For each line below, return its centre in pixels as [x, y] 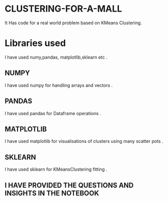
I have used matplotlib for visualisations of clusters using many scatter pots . [84, 141]
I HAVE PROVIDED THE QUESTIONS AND [69, 185]
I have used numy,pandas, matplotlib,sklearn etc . [56, 57]
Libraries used [35, 43]
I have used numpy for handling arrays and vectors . [59, 85]
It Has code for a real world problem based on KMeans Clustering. [73, 23]
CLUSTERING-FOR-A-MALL [63, 9]
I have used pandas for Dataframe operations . [53, 113]
